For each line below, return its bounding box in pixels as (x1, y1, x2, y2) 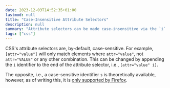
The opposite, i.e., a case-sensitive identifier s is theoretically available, (5, 72, 156, 77)
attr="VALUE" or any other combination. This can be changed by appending (5, 56, 165, 62)
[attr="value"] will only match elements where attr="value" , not (5, 51, 143, 57)
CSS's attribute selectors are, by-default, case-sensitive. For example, (5, 46, 154, 51)
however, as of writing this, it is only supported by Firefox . (5, 77, 128, 83)
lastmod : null (5, 12, 36, 17)
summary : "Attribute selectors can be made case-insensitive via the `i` (5, 27, 166, 32)
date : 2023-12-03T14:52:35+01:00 (5, 7, 77, 13)
